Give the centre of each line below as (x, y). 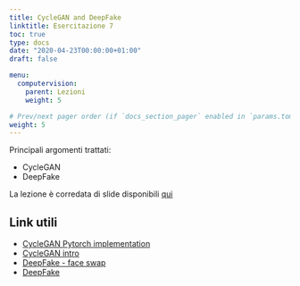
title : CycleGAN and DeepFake (66, 17)
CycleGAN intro (51, 253)
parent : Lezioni (56, 92)
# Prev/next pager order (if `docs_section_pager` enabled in (127, 116)
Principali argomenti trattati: (60, 150)
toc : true (28, 34)
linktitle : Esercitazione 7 (62, 26)
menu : (19, 76)
